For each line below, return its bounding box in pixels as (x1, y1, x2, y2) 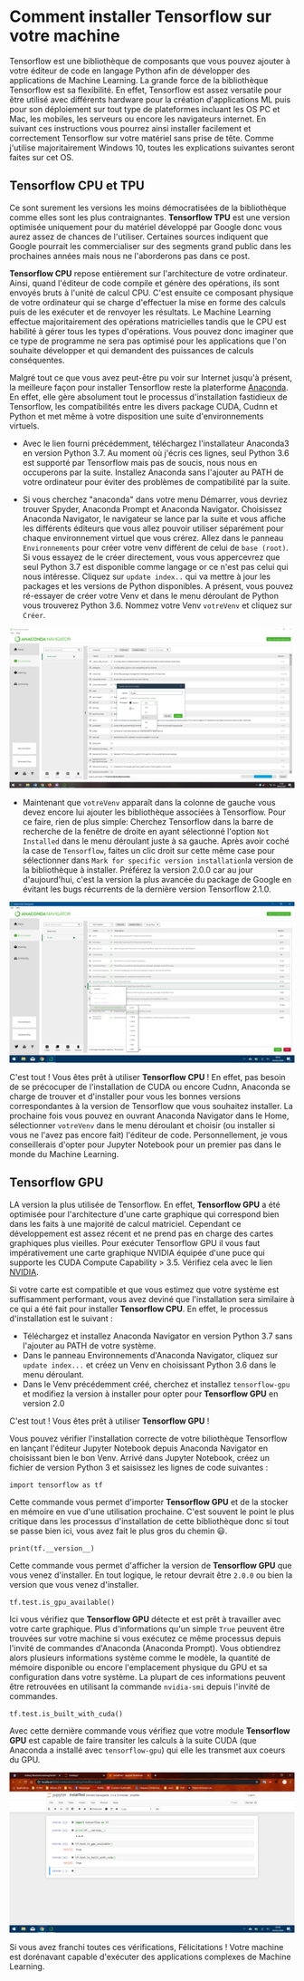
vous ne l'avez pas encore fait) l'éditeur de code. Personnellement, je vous (9, 1129, 288, 1140)
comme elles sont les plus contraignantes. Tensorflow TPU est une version (9, 211, 290, 223)
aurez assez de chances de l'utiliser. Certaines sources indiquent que (9, 231, 269, 242)
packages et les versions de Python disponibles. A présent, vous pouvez (22, 580, 294, 591)
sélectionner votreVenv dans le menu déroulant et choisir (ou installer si (9, 1119, 276, 1130)
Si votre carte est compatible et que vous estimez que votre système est (9, 1284, 280, 1295)
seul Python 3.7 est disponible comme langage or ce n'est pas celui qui (22, 561, 289, 572)
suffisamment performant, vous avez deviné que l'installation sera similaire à (9, 1293, 296, 1304)
